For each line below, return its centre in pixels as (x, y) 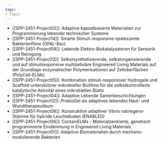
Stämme (20, 116)
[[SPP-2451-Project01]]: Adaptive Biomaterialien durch (67, 132)
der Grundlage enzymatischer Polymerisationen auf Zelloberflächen (80, 69)
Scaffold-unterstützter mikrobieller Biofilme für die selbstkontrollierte (81, 85)
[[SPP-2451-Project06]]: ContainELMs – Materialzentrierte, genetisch (81, 121)
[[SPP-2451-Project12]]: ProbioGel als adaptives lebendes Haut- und (81, 101)
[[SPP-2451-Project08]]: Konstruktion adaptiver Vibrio (66, 111)
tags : (10, 10)
